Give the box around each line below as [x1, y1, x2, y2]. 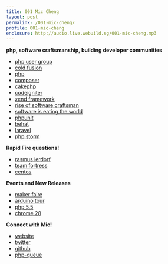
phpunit [14, 114, 34, 121]
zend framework [14, 95, 55, 103]
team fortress [14, 162, 48, 169]
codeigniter [14, 89, 43, 96]
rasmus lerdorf [14, 156, 51, 163]
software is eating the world [14, 108, 83, 115]
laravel [14, 127, 31, 134]
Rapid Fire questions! [6, 145, 60, 152]
